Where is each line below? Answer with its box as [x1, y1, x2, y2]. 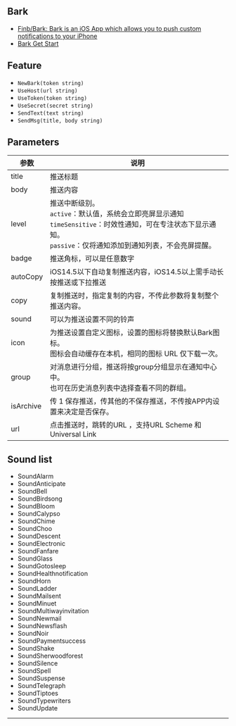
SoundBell [17, 487, 48, 496]
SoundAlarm [17, 472, 54, 481]
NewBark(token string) [17, 80, 84, 87]
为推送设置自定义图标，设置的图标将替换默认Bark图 [49, 327, 220, 337]
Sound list [7, 453, 53, 465]
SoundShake [17, 644, 55, 653]
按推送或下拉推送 [49, 277, 107, 287]
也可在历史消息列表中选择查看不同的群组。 [49, 383, 191, 393]
